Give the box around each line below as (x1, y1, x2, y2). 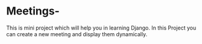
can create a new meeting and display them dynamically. (6, 30, 148, 37)
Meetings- (6, 4, 60, 18)
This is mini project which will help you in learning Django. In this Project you (6, 24, 197, 31)
